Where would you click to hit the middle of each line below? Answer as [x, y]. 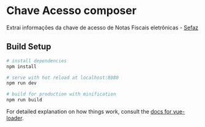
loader [14, 118]
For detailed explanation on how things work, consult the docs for [89, 111]
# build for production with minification [61, 94]
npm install [21, 67]
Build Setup [29, 47]
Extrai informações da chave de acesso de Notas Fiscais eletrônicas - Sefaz [102, 27]
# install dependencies [37, 61]
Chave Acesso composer [71, 11]
